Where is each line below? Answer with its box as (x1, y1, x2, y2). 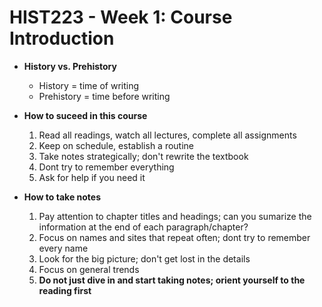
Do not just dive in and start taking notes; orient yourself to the (38, 274, 306, 286)
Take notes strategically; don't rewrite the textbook (38, 150, 249, 162)
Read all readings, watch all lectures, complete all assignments (38, 129, 297, 141)
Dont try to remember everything (38, 161, 175, 173)
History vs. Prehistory (23, 60, 117, 72)
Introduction (9, 27, 115, 50)
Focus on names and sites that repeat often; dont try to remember (38, 231, 311, 243)
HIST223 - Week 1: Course (9, 6, 233, 29)
